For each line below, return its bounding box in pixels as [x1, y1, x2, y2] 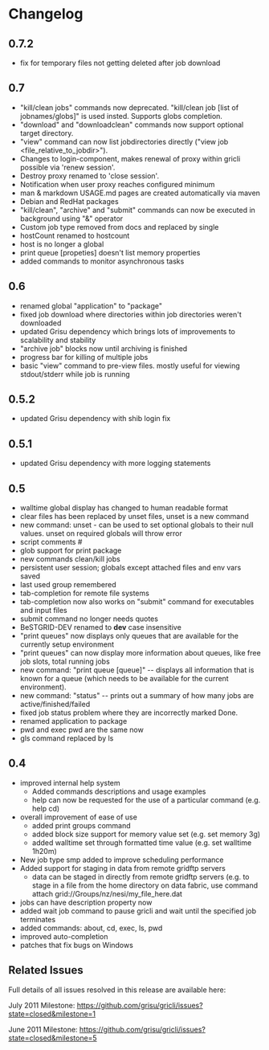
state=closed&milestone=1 [8, 1009, 96, 1019]
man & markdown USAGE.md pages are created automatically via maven [19, 188, 261, 198]
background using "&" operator [19, 214, 124, 223]
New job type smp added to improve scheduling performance [19, 855, 224, 864]
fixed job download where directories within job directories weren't [19, 309, 243, 319]
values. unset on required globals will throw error [19, 529, 183, 538]
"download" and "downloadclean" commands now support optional [19, 120, 244, 129]
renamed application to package [19, 717, 128, 726]
